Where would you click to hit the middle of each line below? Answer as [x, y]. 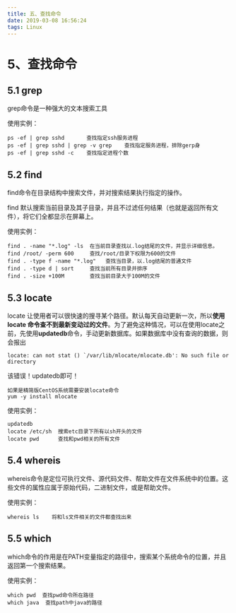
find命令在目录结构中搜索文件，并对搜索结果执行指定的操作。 [96, 193]
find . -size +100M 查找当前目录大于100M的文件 [84, 276]
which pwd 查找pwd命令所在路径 [51, 595]
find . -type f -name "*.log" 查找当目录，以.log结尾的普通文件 [100, 261]
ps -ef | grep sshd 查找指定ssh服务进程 [73, 138]
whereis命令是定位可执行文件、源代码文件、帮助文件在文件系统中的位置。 [115, 478]
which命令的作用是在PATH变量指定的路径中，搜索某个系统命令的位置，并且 [117, 557]
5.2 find [25, 175]
